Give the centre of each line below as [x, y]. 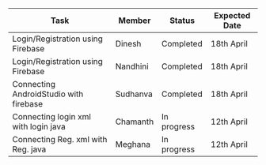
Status [182, 21]
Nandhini [132, 66]
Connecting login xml [51, 116]
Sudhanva [134, 94]
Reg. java [29, 149]
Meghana [133, 144]
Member [135, 21]
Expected [232, 15]
